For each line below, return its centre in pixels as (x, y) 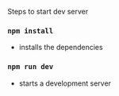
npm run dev (31, 67)
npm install (31, 31)
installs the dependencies (61, 48)
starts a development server (65, 83)
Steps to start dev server (48, 12)
